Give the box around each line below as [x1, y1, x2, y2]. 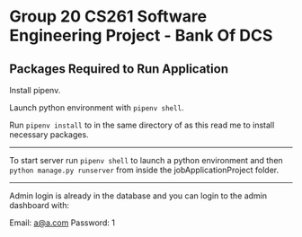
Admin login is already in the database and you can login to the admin [9, 190, 268, 201]
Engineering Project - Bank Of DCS [9, 25, 273, 46]
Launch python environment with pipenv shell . [9, 102, 184, 113]
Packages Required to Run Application [9, 61, 229, 76]
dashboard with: [9, 200, 70, 210]
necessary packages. [9, 129, 89, 140]
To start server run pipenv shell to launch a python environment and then [9, 155, 283, 165]
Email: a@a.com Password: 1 [9, 217, 115, 228]
